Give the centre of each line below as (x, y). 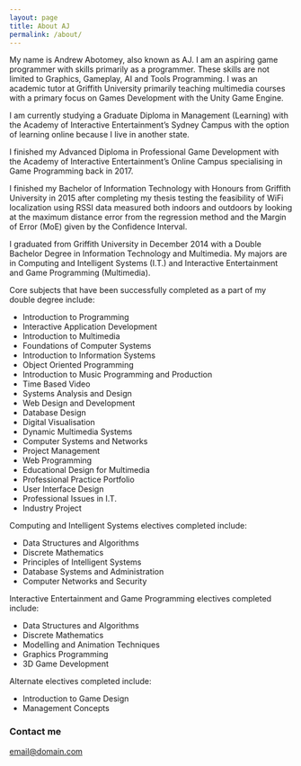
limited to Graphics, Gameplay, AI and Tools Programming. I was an (133, 79)
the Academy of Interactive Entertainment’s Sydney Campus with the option (150, 125)
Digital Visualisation (59, 423)
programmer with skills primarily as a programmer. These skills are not (139, 69)
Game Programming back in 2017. (71, 171)
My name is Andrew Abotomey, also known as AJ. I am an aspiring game (144, 60)
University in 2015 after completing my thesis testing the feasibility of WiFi (146, 198)
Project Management (61, 451)
